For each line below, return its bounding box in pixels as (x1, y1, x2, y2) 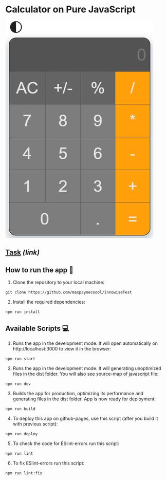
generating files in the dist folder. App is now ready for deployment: (12, 396, 156, 402)
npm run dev (5, 381, 31, 386)
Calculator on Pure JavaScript (5, 4, 136, 15)
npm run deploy (5, 431, 38, 436)
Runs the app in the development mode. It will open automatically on (12, 340, 158, 346)
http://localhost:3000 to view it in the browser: (12, 345, 112, 351)
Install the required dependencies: (12, 299, 86, 305)
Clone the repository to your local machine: (12, 279, 104, 286)
